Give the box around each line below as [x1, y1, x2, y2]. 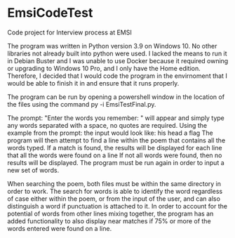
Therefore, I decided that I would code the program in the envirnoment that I [7, 72, 228, 80]
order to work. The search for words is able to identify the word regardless [7, 187, 223, 195]
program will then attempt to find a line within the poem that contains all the [7, 135, 226, 145]
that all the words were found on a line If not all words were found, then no [7, 151, 222, 159]
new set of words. [7, 166, 60, 174]
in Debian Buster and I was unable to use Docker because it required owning [7, 56, 229, 65]
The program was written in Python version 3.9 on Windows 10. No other [7, 41, 217, 50]
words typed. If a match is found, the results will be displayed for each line [7, 143, 222, 152]
